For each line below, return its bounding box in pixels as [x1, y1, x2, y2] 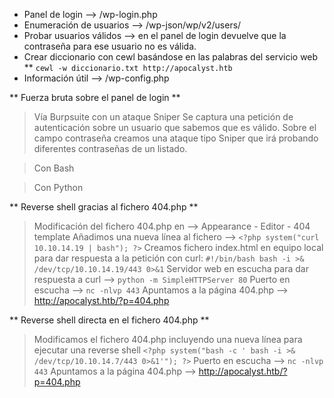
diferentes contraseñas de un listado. [33, 143, 188, 154]
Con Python [33, 182, 84, 193]
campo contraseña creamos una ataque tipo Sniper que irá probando [33, 132, 319, 144]
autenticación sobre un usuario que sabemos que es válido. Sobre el [33, 122, 317, 133]
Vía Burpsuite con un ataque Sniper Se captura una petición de [33, 111, 294, 123]
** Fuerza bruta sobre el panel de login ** [9, 92, 181, 103]
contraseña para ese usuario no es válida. [23, 40, 197, 52]
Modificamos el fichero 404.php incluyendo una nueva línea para [33, 334, 303, 345]
